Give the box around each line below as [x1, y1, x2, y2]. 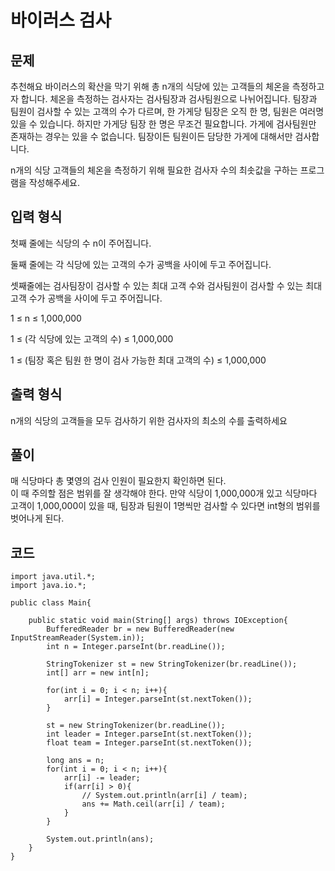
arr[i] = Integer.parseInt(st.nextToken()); [63, 694, 253, 705]
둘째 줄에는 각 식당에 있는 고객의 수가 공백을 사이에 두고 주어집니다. [10, 258, 272, 270]
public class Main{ [10, 598, 92, 608]
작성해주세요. [28, 177, 81, 188]
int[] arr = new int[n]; [46, 668, 150, 678]
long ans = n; [46, 756, 105, 766]
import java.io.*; [10, 581, 87, 591]
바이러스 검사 [10, 9, 112, 32]
